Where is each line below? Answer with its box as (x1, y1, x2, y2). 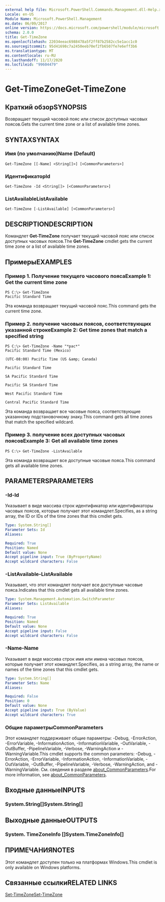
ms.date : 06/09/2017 (5, 21, 48, 26)
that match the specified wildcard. (5, 419, 75, 425)
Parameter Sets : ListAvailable (5, 601, 69, 606)
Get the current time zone (5, 279, 68, 286)
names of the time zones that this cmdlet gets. (5, 666, 99, 672)
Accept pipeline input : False (5, 629, 67, 634)
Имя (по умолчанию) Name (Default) (5, 150, 96, 157)
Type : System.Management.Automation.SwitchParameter (5, 597, 115, 601)
